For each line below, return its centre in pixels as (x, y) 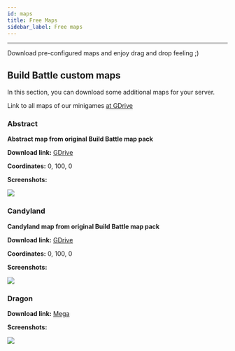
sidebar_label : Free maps (45, 27)
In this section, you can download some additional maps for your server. (111, 92)
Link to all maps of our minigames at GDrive (70, 106)
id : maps (20, 14)
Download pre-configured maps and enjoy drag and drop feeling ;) (103, 53)
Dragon (20, 298)
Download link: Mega (38, 314)
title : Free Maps (33, 20)
